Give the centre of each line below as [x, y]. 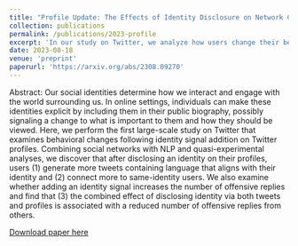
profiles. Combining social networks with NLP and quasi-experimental [137, 148]
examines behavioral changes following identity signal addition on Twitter [143, 139]
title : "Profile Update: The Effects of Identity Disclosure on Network [146, 17]
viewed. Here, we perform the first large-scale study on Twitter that [133, 130]
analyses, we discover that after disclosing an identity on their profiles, [138, 158]
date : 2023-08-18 [41, 51]
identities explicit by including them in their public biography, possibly [137, 111]
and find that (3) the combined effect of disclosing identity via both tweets [145, 195]
